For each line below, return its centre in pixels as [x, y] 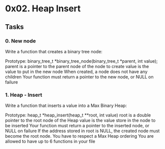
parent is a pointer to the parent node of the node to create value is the [77, 66]
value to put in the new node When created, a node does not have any [76, 72]
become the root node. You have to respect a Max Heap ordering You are [80, 136]
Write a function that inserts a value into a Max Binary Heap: [66, 106]
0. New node [20, 41]
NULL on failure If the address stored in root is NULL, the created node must [82, 131]
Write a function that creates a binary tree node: [54, 51]
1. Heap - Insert [24, 95]
